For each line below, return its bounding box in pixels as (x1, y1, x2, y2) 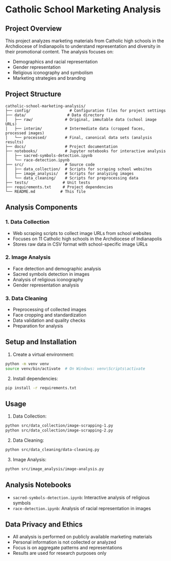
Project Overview (5, 24, 62, 33)
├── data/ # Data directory (5, 112, 104, 118)
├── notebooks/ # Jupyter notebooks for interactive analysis (5, 148, 166, 154)
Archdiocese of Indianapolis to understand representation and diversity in (5, 43, 161, 49)
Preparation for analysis (12, 323, 63, 329)
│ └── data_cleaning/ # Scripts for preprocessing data (5, 175, 139, 180)
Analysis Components (5, 203, 78, 212)
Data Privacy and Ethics (5, 520, 83, 529)
